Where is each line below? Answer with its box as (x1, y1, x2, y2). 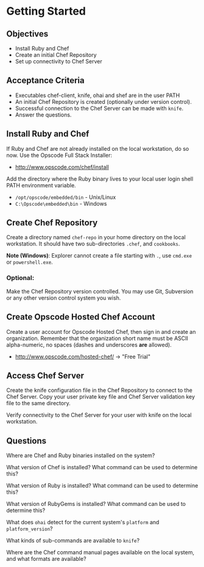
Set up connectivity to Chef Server (15, 58, 102, 65)
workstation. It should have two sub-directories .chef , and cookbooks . (6, 240, 180, 248)
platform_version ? (6, 525, 53, 532)
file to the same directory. (6, 400, 71, 407)
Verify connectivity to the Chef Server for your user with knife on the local (6, 411, 192, 419)
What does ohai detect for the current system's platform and (6, 519, 160, 526)
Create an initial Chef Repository (15, 51, 97, 59)
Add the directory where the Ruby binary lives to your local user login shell (6, 175, 194, 182)
